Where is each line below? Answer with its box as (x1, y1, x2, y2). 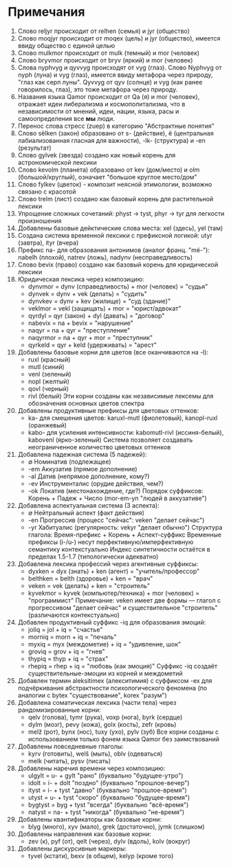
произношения (17, 216, 62, 225)
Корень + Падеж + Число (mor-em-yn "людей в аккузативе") (27, 494, 207, 502)
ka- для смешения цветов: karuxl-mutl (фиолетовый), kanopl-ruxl (27, 414, 218, 422)
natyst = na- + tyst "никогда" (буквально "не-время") (27, 808, 185, 816)
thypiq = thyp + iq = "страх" (27, 654, 109, 663)
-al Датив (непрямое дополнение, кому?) (27, 472, 150, 480)
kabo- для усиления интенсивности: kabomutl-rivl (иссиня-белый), (27, 428, 224, 436)
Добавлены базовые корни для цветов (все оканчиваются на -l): (17, 348, 209, 356)
